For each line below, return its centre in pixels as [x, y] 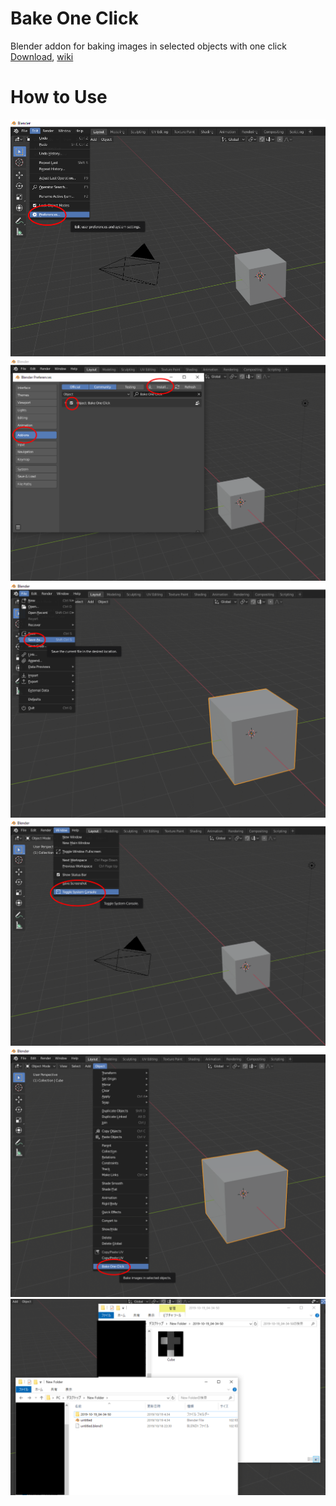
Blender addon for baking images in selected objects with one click [148, 46]
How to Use [59, 97]
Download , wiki [42, 56]
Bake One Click [74, 18]
